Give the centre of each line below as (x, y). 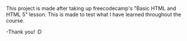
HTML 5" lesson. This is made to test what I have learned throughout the (94, 14)
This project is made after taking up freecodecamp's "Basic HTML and (91, 8)
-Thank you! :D (24, 32)
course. (15, 20)
